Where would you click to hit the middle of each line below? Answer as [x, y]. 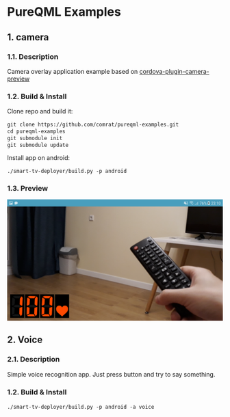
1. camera [28, 37]
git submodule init [35, 138]
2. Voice [25, 340]
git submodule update [38, 145]
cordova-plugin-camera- [175, 71]
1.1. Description [33, 57]
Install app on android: [39, 158]
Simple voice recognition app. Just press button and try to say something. [111, 374]
